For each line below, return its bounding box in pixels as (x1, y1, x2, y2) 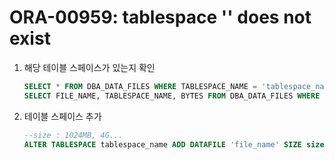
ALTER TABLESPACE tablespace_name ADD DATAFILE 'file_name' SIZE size (23, 139, 325, 150)
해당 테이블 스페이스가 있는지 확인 (23, 61, 156, 73)
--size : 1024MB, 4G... (23, 130, 124, 140)
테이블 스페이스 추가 (23, 110, 102, 122)
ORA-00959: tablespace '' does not (9, 6, 312, 29)
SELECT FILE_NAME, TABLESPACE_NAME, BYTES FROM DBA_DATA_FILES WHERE (23, 91, 321, 101)
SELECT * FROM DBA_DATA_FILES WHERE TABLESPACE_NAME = (23, 81, 258, 91)
